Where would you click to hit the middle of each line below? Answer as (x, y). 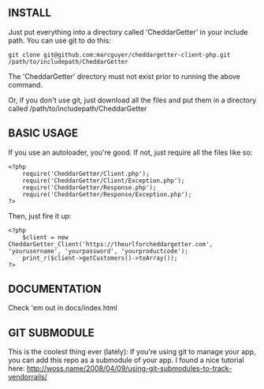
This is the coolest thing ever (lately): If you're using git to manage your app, (132, 352)
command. (26, 84)
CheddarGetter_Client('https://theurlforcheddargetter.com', (111, 244)
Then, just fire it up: (40, 215)
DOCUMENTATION (55, 289)
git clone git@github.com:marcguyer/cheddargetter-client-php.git (119, 54)
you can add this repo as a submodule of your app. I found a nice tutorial (126, 360)
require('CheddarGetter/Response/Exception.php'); (107, 194)
